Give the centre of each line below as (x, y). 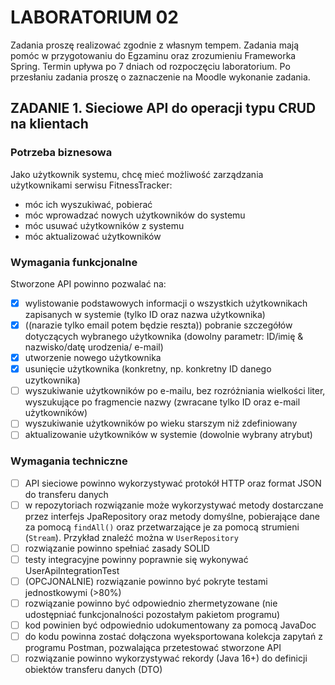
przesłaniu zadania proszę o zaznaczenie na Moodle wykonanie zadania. (160, 77)
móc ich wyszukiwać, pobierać (88, 204)
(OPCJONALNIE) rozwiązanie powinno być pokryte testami (146, 581)
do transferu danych (66, 494)
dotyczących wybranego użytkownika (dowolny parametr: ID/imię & (164, 337)
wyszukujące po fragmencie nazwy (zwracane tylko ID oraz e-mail (162, 402)
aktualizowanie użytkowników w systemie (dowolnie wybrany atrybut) (168, 435)
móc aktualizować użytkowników (93, 236)
